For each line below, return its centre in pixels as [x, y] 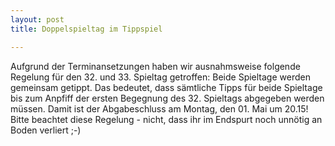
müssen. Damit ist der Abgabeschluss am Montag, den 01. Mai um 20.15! [159, 108]
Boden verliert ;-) [46, 130]
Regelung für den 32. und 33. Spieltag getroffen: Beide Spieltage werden [160, 77]
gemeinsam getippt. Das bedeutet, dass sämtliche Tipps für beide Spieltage [166, 87]
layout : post [37, 19]
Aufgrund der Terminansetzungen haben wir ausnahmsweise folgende [155, 66]
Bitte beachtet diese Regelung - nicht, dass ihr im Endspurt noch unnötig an [166, 119]
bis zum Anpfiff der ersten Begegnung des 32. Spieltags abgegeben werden [167, 98]
